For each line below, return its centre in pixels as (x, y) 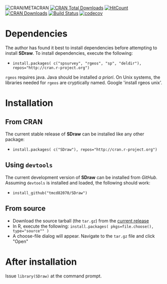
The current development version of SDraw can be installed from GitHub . (81, 177)
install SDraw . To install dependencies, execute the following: (69, 53)
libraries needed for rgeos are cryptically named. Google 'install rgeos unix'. (84, 82)
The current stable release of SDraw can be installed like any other (75, 134)
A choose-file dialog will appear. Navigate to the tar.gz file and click (83, 236)
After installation (41, 262)
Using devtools (29, 165)
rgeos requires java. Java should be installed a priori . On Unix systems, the (83, 77)
